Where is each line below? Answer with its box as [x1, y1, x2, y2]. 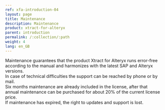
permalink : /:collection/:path [5, 35, 70, 40]
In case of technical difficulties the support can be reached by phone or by [5, 73, 158, 79]
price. [5, 94, 17, 100]
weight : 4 [5, 39, 26, 44]
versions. [5, 68, 24, 74]
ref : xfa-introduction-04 [5, 7, 58, 12]
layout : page [5, 12, 32, 17]
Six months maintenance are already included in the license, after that [5, 83, 148, 89]
